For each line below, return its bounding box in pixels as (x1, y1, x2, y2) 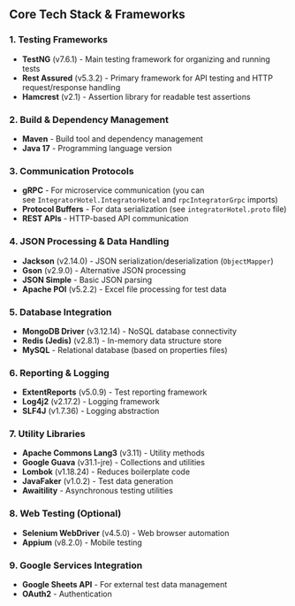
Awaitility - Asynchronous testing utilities (21, 486, 174, 496)
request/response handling (21, 81, 121, 92)
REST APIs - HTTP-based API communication (21, 213, 189, 224)
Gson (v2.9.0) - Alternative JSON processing (21, 265, 186, 275)
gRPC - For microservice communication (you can (21, 185, 205, 196)
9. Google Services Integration (9, 559, 143, 571)
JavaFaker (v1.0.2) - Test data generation (21, 476, 174, 487)
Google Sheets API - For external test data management (21, 579, 228, 590)
